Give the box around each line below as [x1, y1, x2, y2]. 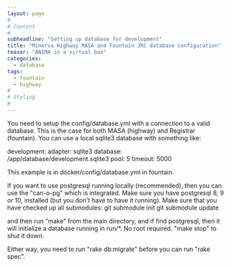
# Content [7, 23, 36, 30]
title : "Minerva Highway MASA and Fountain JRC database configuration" [7, 42, 221, 49]
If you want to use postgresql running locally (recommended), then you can [7, 181, 223, 190]
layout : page [7, 10, 45, 17]
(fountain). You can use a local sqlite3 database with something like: [7, 133, 202, 142]
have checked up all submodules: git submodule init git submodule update [7, 203, 219, 212]
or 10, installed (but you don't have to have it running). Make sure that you [7, 196, 218, 204]
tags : [7, 68, 23, 75]
